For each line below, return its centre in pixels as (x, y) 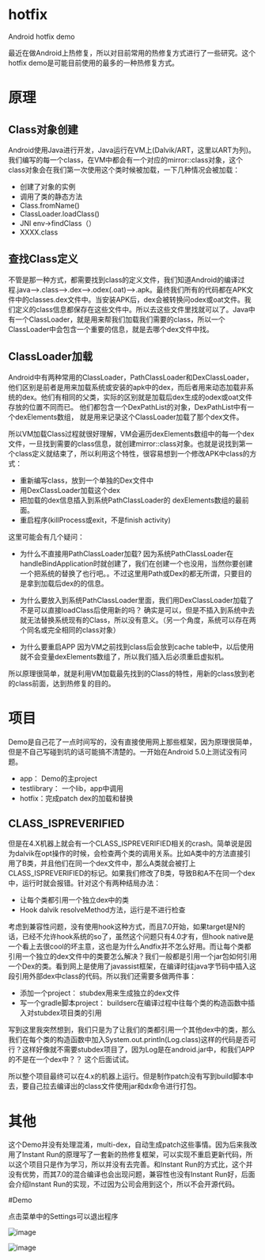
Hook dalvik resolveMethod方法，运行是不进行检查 (102, 910)
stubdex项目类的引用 (68, 1013)
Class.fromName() (50, 205)
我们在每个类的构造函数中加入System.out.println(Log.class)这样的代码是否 (129, 1040)
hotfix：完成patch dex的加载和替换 (76, 798)
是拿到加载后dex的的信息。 (64, 583)
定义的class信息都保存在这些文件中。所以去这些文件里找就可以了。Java (132, 309)
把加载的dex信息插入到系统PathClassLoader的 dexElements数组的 (127, 500)
